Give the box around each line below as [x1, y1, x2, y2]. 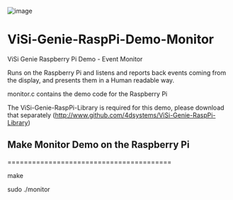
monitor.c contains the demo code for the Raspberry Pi [7, 89, 168, 98]
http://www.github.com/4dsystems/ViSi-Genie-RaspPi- [55, 110, 216, 119]
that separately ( [7, 110, 55, 119]
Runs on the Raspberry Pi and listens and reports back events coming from [7, 68, 227, 77]
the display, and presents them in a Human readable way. [7, 76, 175, 84]
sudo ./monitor [7, 184, 51, 194]
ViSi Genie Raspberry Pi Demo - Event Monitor [7, 54, 143, 63]
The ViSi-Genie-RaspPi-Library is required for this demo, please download [7, 103, 225, 112]
